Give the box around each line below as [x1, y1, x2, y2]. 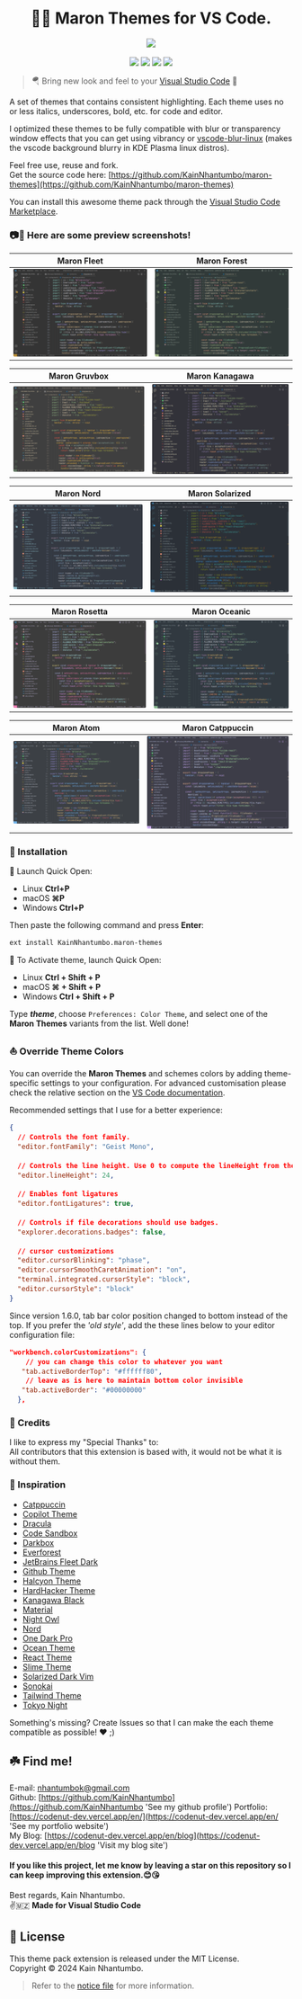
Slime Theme [22, 1661, 72, 1672]
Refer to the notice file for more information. [31, 1980, 195, 1991]
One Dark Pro [22, 1632, 74, 1644]
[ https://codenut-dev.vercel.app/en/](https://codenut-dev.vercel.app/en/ [9, 1811, 279, 1822]
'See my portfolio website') [9, 1820, 110, 1831]
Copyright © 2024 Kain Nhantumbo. [9, 1962, 144, 1973]
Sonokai [22, 1681, 53, 1691]
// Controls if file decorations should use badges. [17, 1218, 219, 1227]
